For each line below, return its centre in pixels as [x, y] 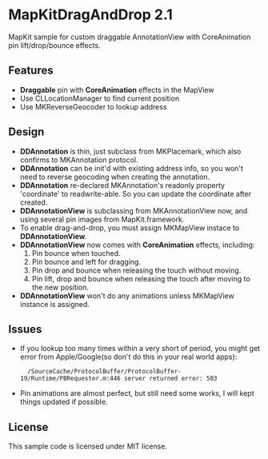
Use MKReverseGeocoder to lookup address [93, 106]
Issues [25, 329]
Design [26, 132]
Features [31, 71]
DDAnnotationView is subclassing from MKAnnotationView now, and [134, 210]
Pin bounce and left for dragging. [86, 261]
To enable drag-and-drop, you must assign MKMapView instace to [130, 228]
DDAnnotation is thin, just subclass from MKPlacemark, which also [130, 151]
